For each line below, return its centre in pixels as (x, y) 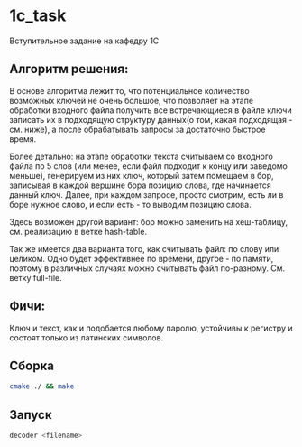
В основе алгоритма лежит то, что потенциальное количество (129, 90)
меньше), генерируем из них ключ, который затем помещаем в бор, (142, 175)
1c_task (38, 16)
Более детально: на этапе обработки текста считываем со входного (141, 156)
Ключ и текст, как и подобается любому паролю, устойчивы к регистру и (151, 328)
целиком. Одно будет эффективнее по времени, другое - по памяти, (142, 258)
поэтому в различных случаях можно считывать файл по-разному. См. (147, 268)
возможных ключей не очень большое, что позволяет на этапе (132, 100)
